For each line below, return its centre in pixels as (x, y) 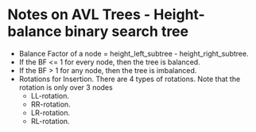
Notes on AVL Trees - (79, 15)
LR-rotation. (50, 112)
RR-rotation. (50, 104)
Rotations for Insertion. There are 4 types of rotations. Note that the (130, 79)
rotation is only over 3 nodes (66, 87)
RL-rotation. (50, 121)
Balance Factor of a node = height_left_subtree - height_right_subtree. (134, 53)
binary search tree (126, 31)
